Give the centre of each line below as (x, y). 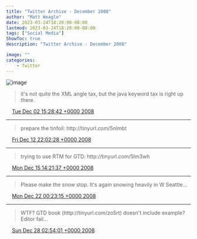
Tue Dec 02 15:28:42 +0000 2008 (53, 111)
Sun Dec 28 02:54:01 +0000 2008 (53, 230)
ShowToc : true (23, 39)
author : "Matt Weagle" (34, 17)
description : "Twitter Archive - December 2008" (67, 45)
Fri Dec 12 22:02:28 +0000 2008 (51, 139)
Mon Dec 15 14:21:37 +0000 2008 (52, 168)
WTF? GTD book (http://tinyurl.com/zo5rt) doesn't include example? (103, 213)
